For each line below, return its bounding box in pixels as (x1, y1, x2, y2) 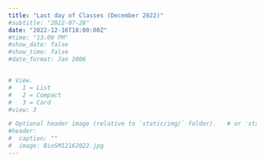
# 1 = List (8, 83, 51, 91)
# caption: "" (8, 134, 58, 142)
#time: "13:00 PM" (8, 33, 69, 42)
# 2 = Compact (8, 91, 62, 99)
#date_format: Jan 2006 (8, 56, 87, 64)
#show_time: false (8, 48, 69, 56)
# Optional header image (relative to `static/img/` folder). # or (8, 120, 242, 128)
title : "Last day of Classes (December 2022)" (8, 11, 164, 20)
